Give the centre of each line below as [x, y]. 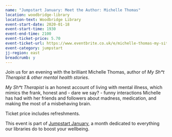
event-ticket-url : [25, 43]
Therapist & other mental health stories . [47, 78]
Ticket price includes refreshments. [43, 113]
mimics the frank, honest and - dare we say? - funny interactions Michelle [83, 93]
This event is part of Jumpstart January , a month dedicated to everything [82, 124]
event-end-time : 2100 [28, 34]
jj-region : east [23, 53]
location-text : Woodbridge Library [43, 19]
